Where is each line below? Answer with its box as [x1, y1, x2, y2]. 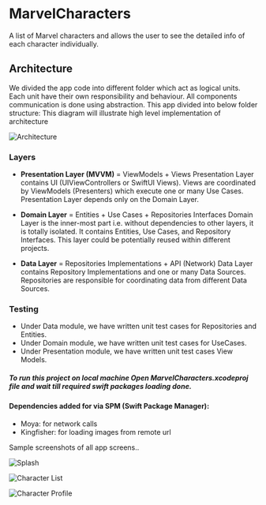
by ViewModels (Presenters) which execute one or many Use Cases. [20, 186, 244, 196]
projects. [20, 244, 50, 253]
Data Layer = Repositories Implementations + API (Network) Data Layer [20, 259, 253, 268]
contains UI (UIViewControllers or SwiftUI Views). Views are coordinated [20, 178, 256, 188]
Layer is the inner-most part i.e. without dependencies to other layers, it [20, 219, 254, 228]
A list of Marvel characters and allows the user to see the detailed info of [9, 31, 245, 40]
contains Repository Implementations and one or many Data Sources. [20, 267, 246, 277]
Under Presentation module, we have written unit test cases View [20, 346, 234, 356]
